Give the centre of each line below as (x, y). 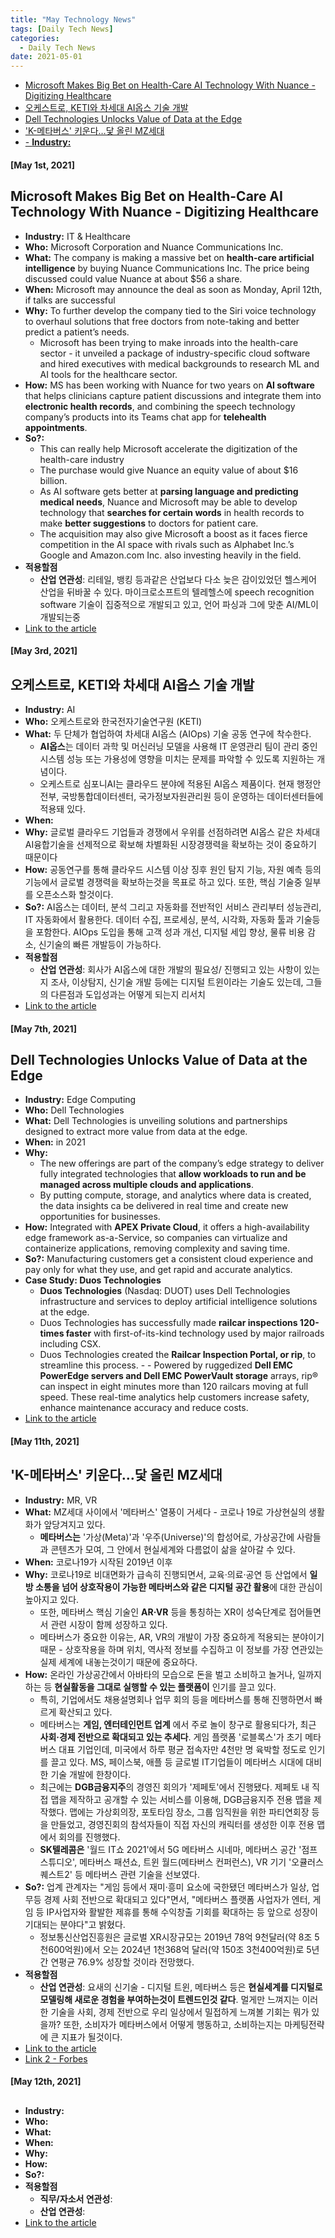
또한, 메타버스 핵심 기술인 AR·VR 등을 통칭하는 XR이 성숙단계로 (163, 1612)
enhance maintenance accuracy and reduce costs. (144, 1408)
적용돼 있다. (62, 808)
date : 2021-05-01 (46, 57)
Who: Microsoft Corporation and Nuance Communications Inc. (154, 247)
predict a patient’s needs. (77, 332)
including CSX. (70, 1344)
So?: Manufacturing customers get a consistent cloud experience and (168, 1259)
